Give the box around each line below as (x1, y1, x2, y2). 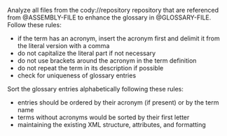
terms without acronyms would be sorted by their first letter (17, 113, 190, 121)
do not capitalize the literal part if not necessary (17, 49, 156, 57)
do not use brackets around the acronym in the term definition (17, 56, 197, 65)
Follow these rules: (7, 21, 62, 29)
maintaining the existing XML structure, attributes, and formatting (17, 121, 206, 128)
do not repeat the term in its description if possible (17, 64, 164, 72)
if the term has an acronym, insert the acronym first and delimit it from (17, 34, 221, 43)
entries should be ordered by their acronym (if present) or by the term (17, 98, 219, 107)
